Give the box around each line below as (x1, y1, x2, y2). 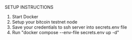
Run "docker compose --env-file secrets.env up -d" (12, 30, 119, 35)
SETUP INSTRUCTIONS (5, 4, 54, 10)
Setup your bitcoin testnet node (12, 19, 78, 25)
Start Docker (12, 14, 39, 19)
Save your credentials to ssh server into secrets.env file (12, 24, 127, 30)
